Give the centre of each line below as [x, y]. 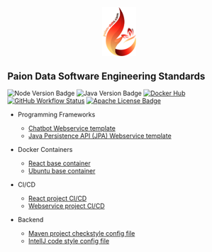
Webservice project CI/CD [66, 206]
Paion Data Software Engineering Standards [106, 76]
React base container [59, 163]
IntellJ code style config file [69, 241]
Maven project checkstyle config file [82, 233]
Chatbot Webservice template [72, 128]
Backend [30, 219]
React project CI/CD [57, 198]
